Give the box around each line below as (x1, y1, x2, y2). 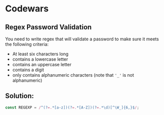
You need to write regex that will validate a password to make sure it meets (5, 36, 159, 42)
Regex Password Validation (5, 23, 92, 31)
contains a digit (12, 67, 44, 73)
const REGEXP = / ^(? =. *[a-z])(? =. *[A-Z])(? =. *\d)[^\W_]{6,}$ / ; (5, 105, 140, 110)
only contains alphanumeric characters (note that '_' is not (12, 72, 134, 78)
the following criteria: (5, 41, 49, 47)
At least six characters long (12, 51, 69, 57)
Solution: (5, 92, 34, 100)
